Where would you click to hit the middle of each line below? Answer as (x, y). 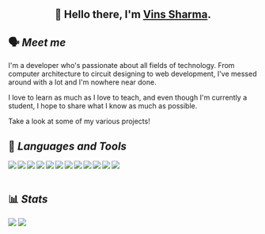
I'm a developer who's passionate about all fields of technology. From (121, 66)
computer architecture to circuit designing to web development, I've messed (132, 74)
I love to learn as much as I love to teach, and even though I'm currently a (128, 98)
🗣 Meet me (37, 42)
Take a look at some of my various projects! (79, 121)
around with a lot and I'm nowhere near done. (82, 82)
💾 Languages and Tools (68, 146)
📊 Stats (28, 200)
